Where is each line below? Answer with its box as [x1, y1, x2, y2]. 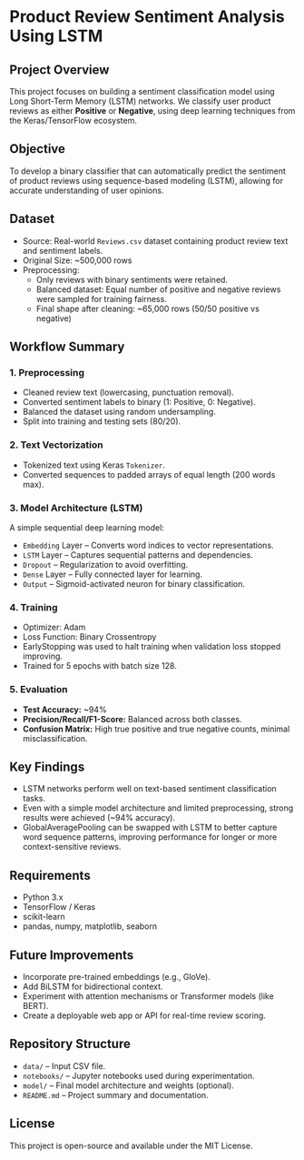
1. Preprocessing [9, 366, 84, 378]
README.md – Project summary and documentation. [22, 1089, 209, 1100]
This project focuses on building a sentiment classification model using [9, 86, 275, 96]
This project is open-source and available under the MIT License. [9, 1140, 253, 1151]
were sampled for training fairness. [35, 293, 168, 304]
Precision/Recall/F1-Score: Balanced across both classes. [22, 713, 242, 724]
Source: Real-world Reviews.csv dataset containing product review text [22, 235, 289, 247]
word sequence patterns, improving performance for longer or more [22, 832, 278, 842]
